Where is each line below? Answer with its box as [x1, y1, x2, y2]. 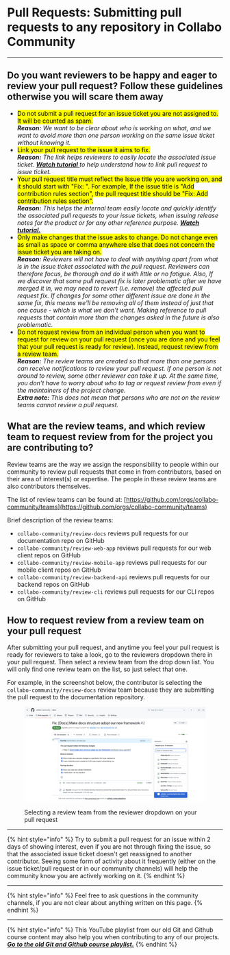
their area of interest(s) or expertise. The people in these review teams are [7, 474, 217, 483]
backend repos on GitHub [16, 580, 90, 588]
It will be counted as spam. [16, 117, 94, 125]
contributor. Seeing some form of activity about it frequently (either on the [7, 857, 216, 865]
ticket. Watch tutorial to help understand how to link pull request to [16, 160, 207, 169]
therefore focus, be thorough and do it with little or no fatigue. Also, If [16, 269, 214, 278]
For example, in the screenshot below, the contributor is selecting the [7, 679, 203, 687]
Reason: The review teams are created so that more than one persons [16, 356, 217, 365]
